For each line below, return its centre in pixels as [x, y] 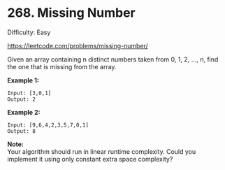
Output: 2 [22, 99]
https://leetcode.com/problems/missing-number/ [78, 45]
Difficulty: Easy [29, 32]
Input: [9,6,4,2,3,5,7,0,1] [48, 125]
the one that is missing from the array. [62, 66]
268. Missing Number [72, 13]
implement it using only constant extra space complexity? [90, 159]
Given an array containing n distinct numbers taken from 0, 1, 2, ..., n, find [113, 59]
